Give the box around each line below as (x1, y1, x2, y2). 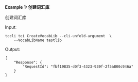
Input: (5, 24, 17, 30)
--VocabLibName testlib (14, 38, 62, 43)
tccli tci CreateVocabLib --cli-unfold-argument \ (5, 33, 112, 38)
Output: (5, 47, 20, 52)
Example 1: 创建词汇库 (5, 4, 50, 10)
